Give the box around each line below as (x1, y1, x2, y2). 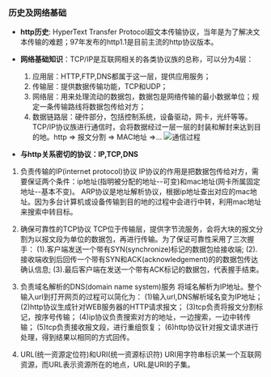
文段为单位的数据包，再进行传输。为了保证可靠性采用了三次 (48, 235, 248, 244)
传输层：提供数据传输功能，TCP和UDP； (32, 82, 168, 91)
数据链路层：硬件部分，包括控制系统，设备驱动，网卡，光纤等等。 (32, 112, 252, 122)
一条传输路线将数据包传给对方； (39, 102, 146, 112)
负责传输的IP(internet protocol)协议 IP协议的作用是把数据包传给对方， (19, 167, 252, 176)
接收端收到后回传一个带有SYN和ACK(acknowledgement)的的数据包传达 (19, 255, 259, 265)
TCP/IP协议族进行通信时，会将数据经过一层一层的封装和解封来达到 (32, 122, 255, 132)
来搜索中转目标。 (19, 207, 78, 217)
